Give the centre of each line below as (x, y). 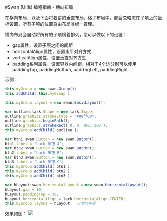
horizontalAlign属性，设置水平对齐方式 (52, 51)
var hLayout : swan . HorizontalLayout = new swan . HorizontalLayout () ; (77, 185)
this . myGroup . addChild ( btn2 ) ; (39, 171)
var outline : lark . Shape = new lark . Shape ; (50, 111)
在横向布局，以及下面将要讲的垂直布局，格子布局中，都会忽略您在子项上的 (81, 18)
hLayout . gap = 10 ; (24, 189)
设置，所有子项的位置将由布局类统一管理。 (53, 24)
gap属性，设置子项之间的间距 (42, 45)
